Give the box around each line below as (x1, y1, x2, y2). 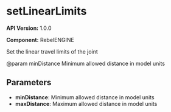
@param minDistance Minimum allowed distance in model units (6, 60, 166, 67)
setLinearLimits (6, 4, 87, 18)
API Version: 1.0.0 (6, 24, 52, 32)
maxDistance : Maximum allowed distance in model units (15, 100, 158, 107)
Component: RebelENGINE (6, 36, 74, 43)
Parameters (6, 77, 52, 88)
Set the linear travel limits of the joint (6, 47, 99, 55)
